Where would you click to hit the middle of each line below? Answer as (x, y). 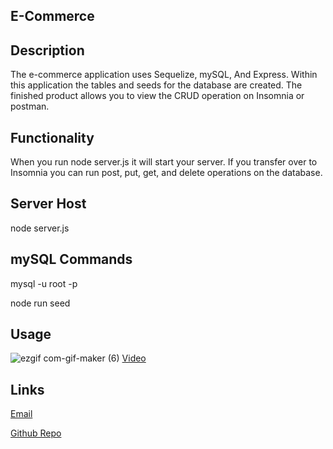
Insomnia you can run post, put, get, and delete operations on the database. (166, 173)
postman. (30, 106)
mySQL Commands (71, 259)
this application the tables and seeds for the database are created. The (156, 85)
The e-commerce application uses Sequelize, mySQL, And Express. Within (164, 75)
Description (47, 50)
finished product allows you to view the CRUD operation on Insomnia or (157, 96)
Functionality (52, 137)
